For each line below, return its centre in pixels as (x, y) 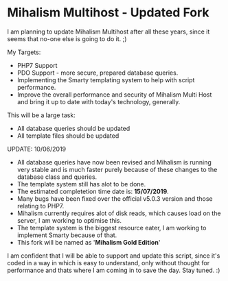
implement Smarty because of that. (67, 235)
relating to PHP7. (41, 206)
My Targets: (24, 52)
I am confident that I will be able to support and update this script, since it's (114, 256)
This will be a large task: (41, 115)
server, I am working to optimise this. (69, 220)
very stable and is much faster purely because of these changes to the (117, 169)
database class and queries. (57, 177)
